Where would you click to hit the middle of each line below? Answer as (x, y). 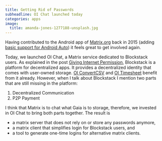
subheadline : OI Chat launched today (44, 14)
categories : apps (23, 19)
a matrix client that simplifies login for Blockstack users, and (73, 128)
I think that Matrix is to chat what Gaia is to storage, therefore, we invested (81, 108)
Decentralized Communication (43, 93)
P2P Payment (26, 98)
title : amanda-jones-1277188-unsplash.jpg (54, 28)
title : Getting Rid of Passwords (40, 10)
